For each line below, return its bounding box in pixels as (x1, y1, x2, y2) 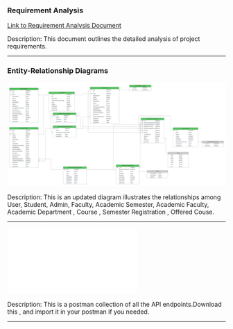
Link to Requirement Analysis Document (7, 22, 121, 30)
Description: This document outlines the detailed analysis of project (7, 35, 200, 43)
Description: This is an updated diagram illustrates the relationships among (7, 193, 221, 201)
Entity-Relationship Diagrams (7, 66, 109, 76)
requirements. (7, 42, 47, 51)
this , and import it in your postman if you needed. (7, 307, 150, 316)
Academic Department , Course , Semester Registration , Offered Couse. (7, 208, 215, 216)
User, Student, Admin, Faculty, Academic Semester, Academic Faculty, (7, 200, 209, 208)
